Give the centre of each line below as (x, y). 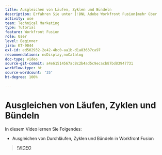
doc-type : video (21, 59)
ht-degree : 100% (21, 77)
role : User (16, 37)
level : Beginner (21, 41)
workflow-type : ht (24, 68)
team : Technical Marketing (32, 23)
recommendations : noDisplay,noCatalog (44, 54)
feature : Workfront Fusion (32, 32)
